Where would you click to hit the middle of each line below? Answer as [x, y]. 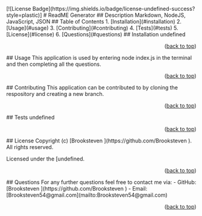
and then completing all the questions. [54, 64]
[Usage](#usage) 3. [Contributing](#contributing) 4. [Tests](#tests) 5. [93, 28]
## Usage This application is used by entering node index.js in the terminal [99, 58]
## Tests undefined [30, 117]
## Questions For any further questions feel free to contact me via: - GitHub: [101, 182]
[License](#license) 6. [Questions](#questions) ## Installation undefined [96, 34]
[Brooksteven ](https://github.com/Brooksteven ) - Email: [77, 189]
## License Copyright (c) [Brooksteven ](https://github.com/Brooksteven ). [99, 141]
